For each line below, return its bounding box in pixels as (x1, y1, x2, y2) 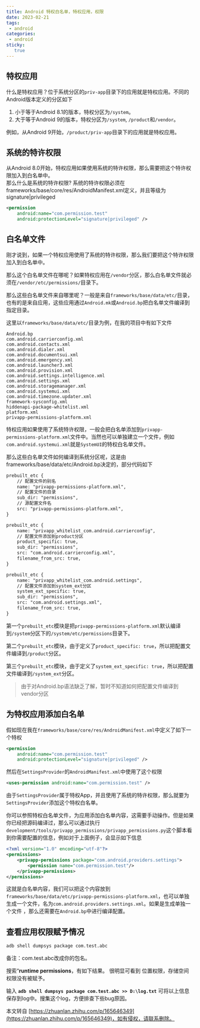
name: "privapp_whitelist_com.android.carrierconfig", (17, 527, 156, 534)
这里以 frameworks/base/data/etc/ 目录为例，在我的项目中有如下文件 (6, 319, 172, 326)
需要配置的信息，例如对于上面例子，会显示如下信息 (16, 834, 142, 841)
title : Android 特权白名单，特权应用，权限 (6, 8, 104, 15)
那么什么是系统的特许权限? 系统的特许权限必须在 (6, 180, 126, 187)
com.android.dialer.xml (6, 347, 65, 353)
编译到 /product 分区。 (11, 650, 64, 657)
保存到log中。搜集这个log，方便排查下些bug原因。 (6, 995, 130, 1002)
